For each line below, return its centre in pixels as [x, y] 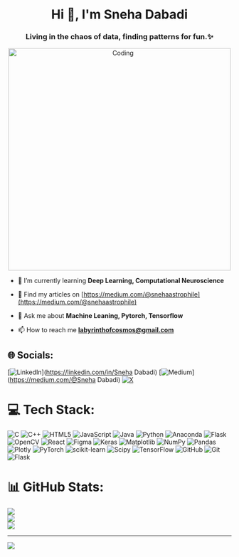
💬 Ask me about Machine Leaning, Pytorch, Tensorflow [100, 316]
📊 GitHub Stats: [56, 487]
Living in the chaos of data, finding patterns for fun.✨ [119, 37]
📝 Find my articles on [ [51, 295]
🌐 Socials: [31, 355]
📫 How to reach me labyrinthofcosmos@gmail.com [96, 330]
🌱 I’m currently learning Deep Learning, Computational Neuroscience [121, 281]
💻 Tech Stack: [51, 410]
